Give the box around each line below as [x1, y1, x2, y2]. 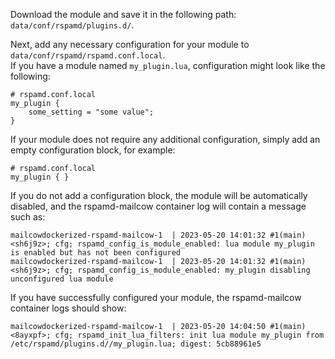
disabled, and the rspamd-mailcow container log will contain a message [10, 200, 307, 212]
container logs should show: [10, 302, 127, 314]
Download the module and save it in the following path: [10, 9, 237, 20]
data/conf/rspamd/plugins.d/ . [10, 19, 135, 31]
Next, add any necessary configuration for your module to [10, 39, 250, 50]
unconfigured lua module [10, 274, 114, 284]
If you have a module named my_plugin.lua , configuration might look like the [10, 60, 326, 71]
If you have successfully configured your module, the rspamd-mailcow [10, 292, 302, 303]
